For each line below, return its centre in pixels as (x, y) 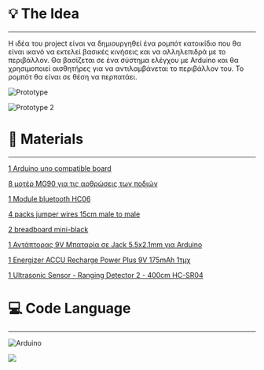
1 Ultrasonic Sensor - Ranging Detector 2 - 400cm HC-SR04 (106, 275)
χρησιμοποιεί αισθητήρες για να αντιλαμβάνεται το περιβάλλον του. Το (126, 68)
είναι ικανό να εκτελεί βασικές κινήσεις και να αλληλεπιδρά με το (117, 51)
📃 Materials (46, 139)
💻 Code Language (70, 309)
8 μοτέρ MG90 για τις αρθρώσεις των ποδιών (83, 183)
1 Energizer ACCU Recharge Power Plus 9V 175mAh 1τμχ (99, 260)
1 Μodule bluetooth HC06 (49, 198)
